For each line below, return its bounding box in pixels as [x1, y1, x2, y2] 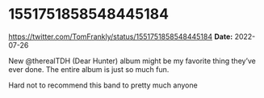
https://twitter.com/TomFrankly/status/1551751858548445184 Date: [8, 32, 233, 41]
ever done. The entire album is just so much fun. [8, 64, 170, 74]
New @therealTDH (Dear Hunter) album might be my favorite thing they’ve [8, 56, 257, 66]
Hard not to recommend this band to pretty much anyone [8, 80, 198, 90]
